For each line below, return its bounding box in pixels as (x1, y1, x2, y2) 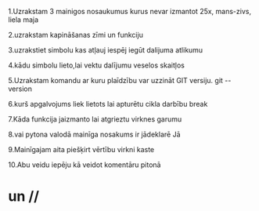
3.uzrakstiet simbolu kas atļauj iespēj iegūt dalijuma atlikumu (8, 45, 203, 54)
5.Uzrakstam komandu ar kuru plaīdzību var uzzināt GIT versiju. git (8, 76, 223, 85)
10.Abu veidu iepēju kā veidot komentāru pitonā (8, 160, 161, 169)
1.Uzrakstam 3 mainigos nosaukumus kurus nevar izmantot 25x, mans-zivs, (8, 7, 252, 16)
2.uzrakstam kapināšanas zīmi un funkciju (8, 31, 143, 39)
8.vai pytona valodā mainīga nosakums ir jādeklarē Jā (8, 129, 182, 139)
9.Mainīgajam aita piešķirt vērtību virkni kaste (8, 145, 155, 154)
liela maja (8, 15, 39, 24)
